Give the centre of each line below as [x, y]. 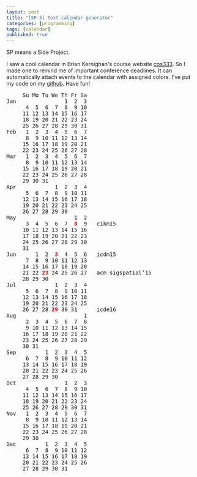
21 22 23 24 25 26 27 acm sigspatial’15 [87, 273]
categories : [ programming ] [41, 23]
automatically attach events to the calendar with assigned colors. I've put [98, 77]
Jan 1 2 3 [47, 101]
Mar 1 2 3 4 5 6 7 [47, 156]
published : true [27, 35]
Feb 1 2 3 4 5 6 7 [47, 132]
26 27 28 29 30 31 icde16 [69, 310]
